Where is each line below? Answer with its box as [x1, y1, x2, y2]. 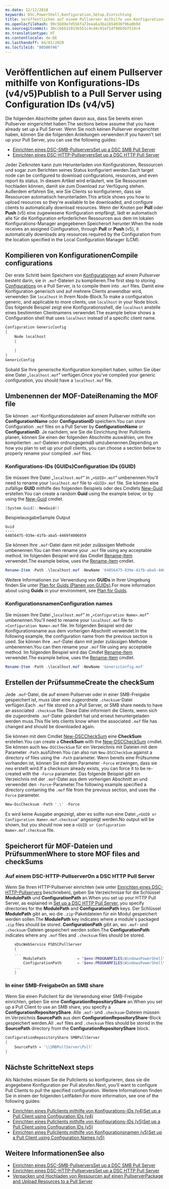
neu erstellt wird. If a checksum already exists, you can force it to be [5, 765, 146, 772]
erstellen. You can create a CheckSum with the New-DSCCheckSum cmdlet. [5, 739, 163, 745]
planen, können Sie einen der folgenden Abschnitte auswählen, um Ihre [5, 434, 153, 441]
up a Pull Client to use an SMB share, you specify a [5, 1004, 111, 1010]
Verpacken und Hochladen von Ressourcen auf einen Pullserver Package [12, 1173, 163, 1179]
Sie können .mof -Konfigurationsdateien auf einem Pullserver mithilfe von [5, 413, 156, 419]
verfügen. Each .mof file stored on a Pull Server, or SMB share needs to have [5, 702, 162, 708]
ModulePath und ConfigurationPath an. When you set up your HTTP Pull [5, 894, 156, 900]
